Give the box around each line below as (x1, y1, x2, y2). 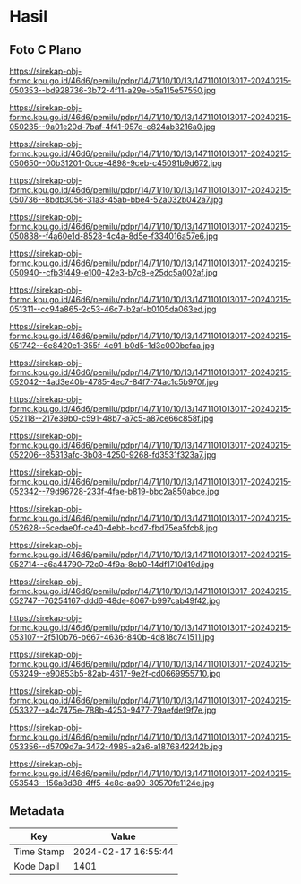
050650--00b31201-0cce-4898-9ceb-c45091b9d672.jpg (9, 158, 222, 168)
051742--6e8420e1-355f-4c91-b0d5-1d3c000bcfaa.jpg (9, 340, 215, 351)
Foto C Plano (9, 42, 82, 57)
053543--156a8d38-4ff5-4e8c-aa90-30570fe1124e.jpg (9, 778, 215, 788)
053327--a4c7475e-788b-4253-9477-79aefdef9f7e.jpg (9, 705, 217, 715)
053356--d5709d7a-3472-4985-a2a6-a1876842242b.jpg (9, 741, 223, 751)
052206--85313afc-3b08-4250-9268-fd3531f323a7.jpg (9, 450, 217, 460)
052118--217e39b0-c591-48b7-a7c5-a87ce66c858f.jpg (9, 413, 214, 424)
